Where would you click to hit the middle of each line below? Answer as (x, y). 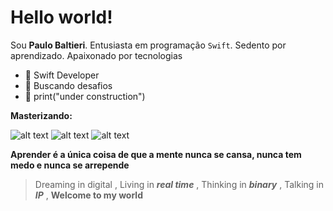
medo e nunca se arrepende (70, 165)
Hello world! (61, 17)
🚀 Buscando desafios (68, 85)
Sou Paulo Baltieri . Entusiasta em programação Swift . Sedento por (148, 45)
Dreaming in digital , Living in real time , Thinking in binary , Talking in (179, 184)
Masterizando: (41, 115)
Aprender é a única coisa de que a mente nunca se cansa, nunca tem (156, 154)
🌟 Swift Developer (62, 75)
